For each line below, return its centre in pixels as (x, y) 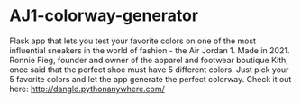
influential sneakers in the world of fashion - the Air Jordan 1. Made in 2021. (150, 50)
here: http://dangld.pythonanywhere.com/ (87, 89)
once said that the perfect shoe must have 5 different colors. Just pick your (149, 70)
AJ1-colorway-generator (104, 16)
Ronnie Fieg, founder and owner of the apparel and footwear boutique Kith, (149, 60)
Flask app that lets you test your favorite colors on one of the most (133, 41)
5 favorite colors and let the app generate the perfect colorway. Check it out (150, 79)
